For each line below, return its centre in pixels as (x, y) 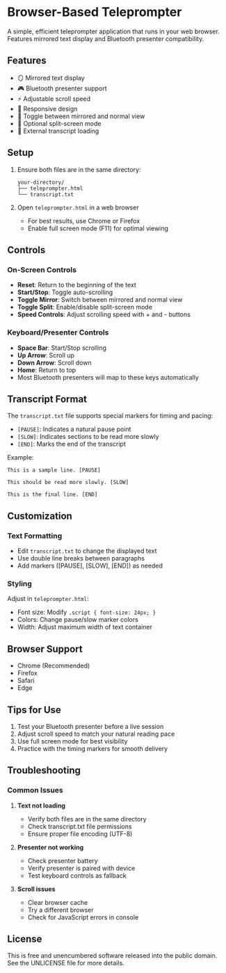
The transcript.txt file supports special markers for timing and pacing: (110, 416)
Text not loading (41, 805)
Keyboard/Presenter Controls (58, 332)
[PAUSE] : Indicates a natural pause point (74, 429)
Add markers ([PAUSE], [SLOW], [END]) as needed (90, 566)
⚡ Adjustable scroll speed (54, 99)
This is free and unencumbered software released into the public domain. (112, 956)
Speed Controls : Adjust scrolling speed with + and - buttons (104, 314)
